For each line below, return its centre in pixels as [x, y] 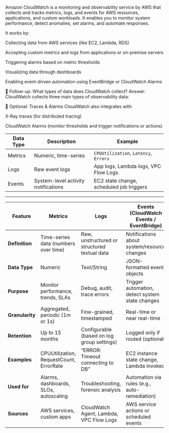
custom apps [56, 417]
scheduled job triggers [120, 187]
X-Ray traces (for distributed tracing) [44, 116]
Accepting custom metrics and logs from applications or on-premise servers [84, 52]
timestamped [96, 318]
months [49, 339]
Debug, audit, [97, 288]
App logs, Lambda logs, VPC [128, 166]
